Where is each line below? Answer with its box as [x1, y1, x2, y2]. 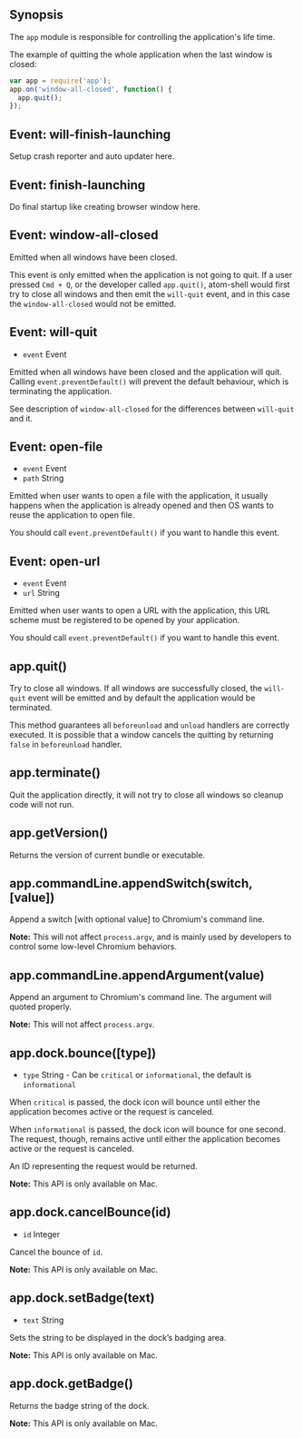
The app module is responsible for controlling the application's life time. [9, 31, 276, 42]
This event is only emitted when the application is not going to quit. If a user [9, 269, 293, 280]
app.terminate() [9, 765, 102, 780]
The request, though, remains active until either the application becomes [9, 1134, 281, 1145]
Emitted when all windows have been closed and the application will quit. [9, 366, 283, 377]
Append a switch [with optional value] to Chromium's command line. [9, 914, 265, 925]
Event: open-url [9, 553, 101, 569]
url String [22, 588, 61, 599]
